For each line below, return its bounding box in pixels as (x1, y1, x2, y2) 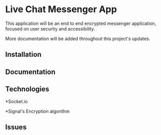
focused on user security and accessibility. (5, 25, 95, 31)
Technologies (5, 85, 50, 93)
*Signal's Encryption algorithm (5, 108, 70, 114)
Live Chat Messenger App (5, 4, 117, 15)
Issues (5, 123, 27, 131)
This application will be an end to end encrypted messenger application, (5, 20, 156, 26)
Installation (5, 50, 42, 59)
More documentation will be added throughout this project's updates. (5, 36, 151, 42)
